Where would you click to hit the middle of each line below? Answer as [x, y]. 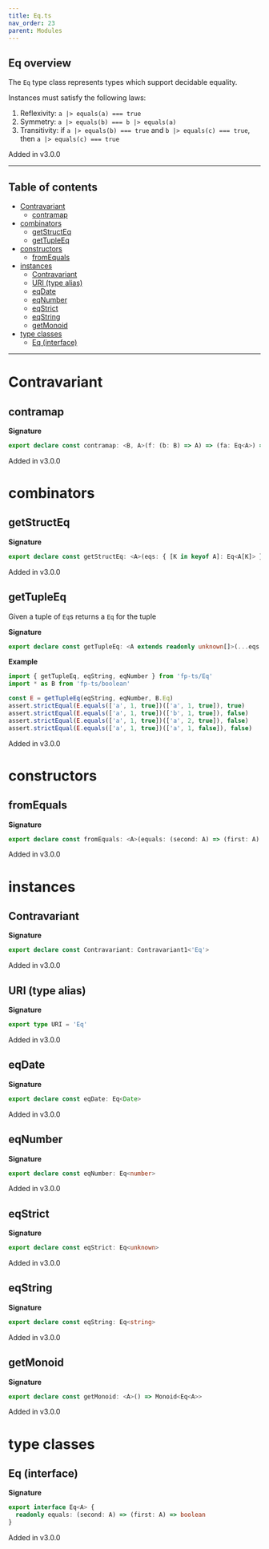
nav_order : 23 [32, 23]
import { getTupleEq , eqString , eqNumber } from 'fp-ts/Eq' [111, 676]
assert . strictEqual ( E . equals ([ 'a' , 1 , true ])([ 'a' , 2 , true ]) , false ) [128, 720]
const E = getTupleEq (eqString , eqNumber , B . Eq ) [91, 698]
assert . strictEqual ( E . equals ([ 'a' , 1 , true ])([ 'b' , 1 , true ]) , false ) [128, 713]
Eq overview [40, 63]
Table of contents [53, 187]
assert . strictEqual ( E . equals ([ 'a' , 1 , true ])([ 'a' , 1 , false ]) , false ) [130, 728]
